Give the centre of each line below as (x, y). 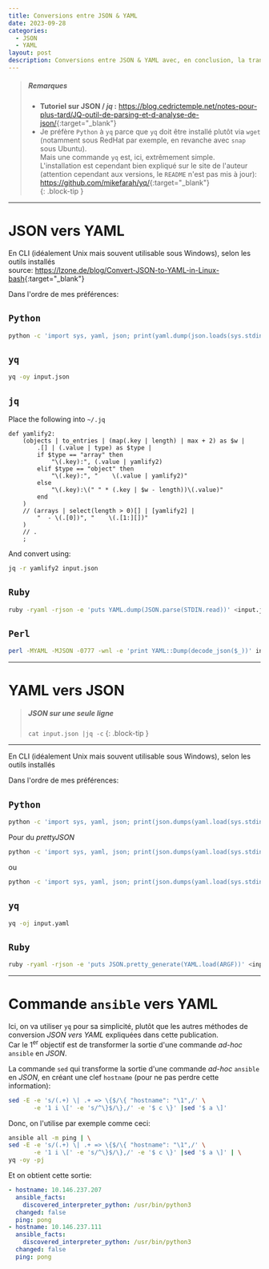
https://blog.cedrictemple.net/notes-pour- (188, 106)
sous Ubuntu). (63, 148)
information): (30, 1086)
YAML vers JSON (67, 691)
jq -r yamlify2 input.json (53, 568)
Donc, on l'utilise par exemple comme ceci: (79, 1123)
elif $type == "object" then (86, 469)
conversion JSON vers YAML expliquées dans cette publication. (113, 1035)
